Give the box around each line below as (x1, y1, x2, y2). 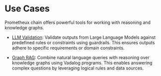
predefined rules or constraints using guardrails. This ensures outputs (11, 39, 155, 45)
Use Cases (4, 3, 50, 14)
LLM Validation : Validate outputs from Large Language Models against (11, 34, 156, 40)
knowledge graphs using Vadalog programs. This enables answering (11, 60, 153, 66)
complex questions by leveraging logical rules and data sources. (11, 65, 144, 71)
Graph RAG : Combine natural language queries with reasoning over (11, 54, 150, 60)
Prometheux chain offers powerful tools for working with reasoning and (4, 19, 151, 25)
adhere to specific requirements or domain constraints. (11, 45, 125, 51)
